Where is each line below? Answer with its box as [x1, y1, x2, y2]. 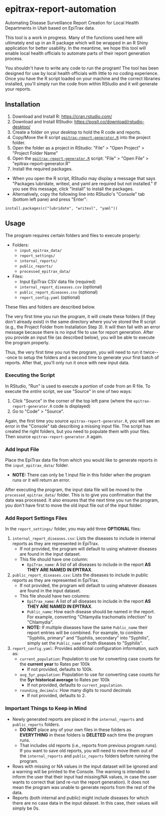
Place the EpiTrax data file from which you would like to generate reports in [5, 457, 158, 463]
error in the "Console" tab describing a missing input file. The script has [5, 423, 151, 429]
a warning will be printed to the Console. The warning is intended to [12, 768, 150, 775]
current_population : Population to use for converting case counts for [19, 656, 160, 662]
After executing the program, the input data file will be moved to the [5, 487, 143, 493]
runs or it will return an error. [12, 477, 70, 483]
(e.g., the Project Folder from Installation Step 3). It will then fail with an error [5, 324, 161, 330]
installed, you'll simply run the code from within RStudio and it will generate [5, 80, 158, 87]
